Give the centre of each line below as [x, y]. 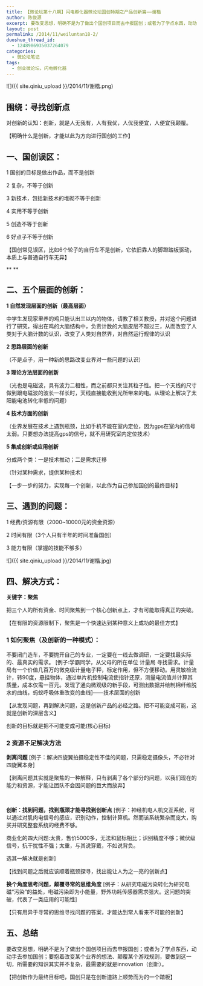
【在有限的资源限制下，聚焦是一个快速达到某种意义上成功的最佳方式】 [94, 623]
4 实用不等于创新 [27, 211]
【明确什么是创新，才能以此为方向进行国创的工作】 [70, 136]
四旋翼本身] [21, 765]
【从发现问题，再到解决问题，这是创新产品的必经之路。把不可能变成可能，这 [101, 705]
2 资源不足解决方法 [34, 743]
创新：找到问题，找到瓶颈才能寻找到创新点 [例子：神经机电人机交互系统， [98, 810]
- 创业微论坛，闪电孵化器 [39, 68]
